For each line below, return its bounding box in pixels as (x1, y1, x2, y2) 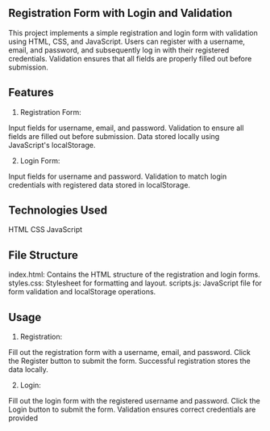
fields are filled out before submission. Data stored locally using (8, 131, 220, 141)
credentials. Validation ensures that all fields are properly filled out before (8, 53, 252, 63)
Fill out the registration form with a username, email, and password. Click (8, 348, 251, 357)
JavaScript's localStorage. (8, 140, 96, 150)
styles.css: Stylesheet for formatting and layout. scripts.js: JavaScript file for (8, 278, 262, 288)
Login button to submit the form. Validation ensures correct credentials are (8, 404, 256, 415)
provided (8, 413, 39, 423)
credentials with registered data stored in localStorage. (8, 180, 191, 189)
